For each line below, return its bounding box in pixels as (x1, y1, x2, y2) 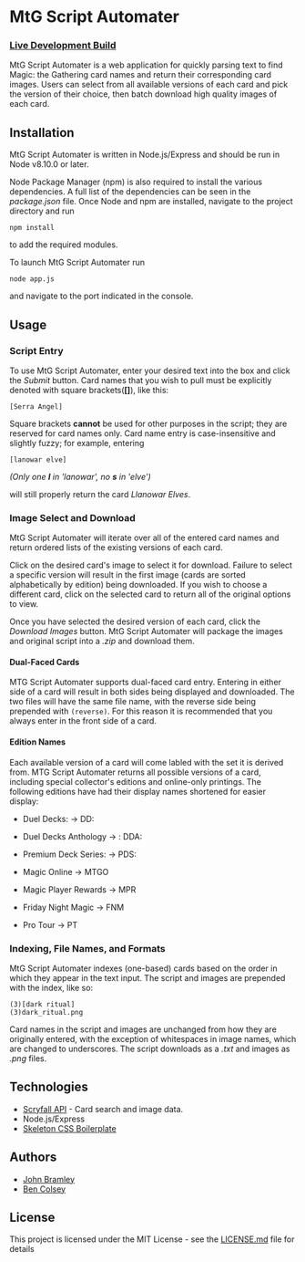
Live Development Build (9, 39, 117, 52)
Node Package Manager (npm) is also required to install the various (9, 176, 262, 188)
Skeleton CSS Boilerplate (22, 1122, 117, 1133)
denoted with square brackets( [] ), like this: (9, 384, 169, 395)
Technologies (9, 1079, 89, 1095)
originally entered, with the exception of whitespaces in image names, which (9, 1033, 297, 1044)
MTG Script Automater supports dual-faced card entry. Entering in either (9, 677, 282, 688)
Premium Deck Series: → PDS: (22, 849, 137, 860)
